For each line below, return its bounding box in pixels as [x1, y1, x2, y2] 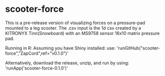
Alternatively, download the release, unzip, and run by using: [5, 60, 129, 66]
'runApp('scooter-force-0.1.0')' [5, 65, 68, 71]
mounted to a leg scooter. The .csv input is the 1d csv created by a [5, 25, 142, 31]
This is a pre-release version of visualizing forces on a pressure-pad [5, 20, 146, 26]
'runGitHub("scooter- [116, 45, 161, 51]
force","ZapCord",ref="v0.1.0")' [5, 50, 69, 56]
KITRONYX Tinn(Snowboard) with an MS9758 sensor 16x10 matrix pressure [5, 30, 160, 36]
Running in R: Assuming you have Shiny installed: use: [5, 45, 116, 51]
